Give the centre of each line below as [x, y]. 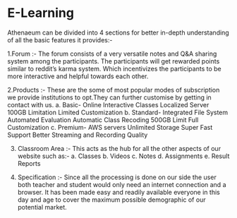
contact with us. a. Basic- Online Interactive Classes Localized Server [108, 104]
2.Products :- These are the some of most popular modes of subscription [114, 90]
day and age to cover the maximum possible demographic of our [111, 200]
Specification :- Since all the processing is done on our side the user [117, 177]
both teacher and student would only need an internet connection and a [122, 184]
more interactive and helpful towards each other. [78, 76]
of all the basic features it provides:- [60, 40]
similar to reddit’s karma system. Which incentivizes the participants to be [114, 68]
